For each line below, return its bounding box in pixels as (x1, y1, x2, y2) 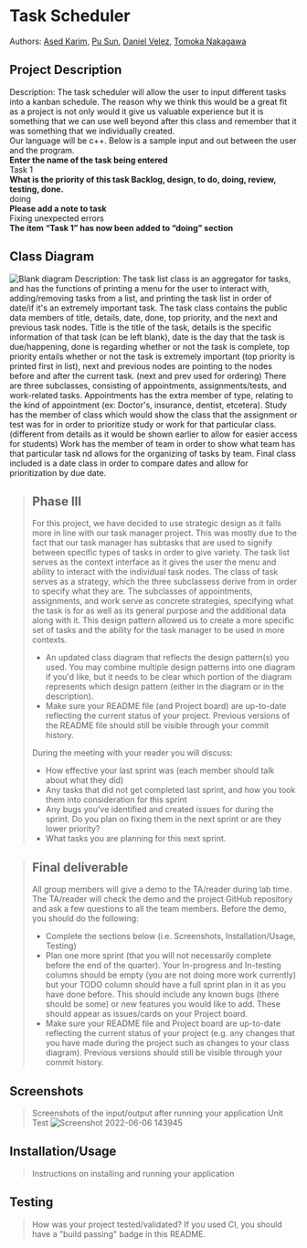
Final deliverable (31, 860, 129, 875)
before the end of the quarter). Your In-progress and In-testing (45, 960, 281, 971)
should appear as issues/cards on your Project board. (45, 1009, 249, 1020)
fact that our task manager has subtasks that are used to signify (31, 537, 273, 548)
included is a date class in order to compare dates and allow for (9, 458, 249, 469)
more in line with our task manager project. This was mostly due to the (31, 527, 298, 539)
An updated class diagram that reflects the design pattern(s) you (45, 652, 290, 663)
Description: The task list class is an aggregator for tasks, (74, 273, 291, 284)
